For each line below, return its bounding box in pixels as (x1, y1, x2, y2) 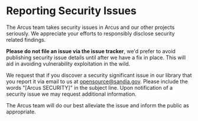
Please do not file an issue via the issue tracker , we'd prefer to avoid (6, 47, 176, 54)
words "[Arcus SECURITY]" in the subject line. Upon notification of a (6, 84, 173, 91)
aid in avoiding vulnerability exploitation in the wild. (6, 60, 131, 67)
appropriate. (6, 108, 37, 115)
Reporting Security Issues (6, 4, 137, 18)
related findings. (6, 36, 46, 43)
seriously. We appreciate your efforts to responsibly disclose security (6, 30, 176, 37)
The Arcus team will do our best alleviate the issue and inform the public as (6, 102, 189, 109)
